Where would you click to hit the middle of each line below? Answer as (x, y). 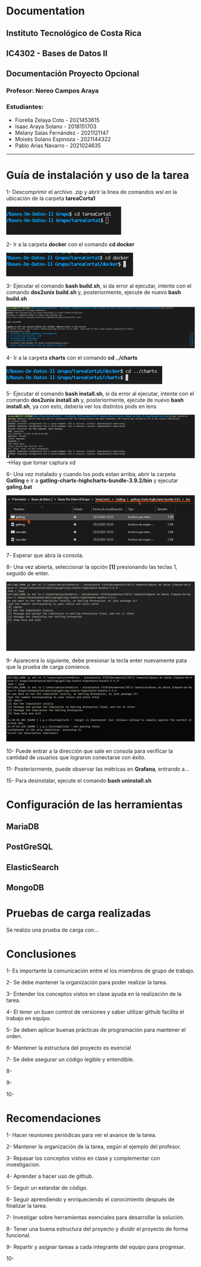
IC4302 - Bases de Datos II (57, 53)
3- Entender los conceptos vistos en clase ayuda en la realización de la (94, 994)
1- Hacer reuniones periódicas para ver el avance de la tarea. (81, 1135)
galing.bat (19, 487)
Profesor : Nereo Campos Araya (53, 91)
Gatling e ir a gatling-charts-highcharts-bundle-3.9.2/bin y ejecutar (92, 481)
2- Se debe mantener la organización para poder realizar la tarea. (87, 983)
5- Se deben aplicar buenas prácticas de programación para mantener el (96, 1030)
